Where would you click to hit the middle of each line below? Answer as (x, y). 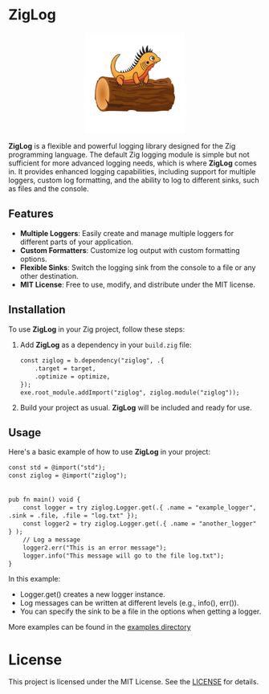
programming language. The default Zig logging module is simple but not (129, 154)
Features (31, 214)
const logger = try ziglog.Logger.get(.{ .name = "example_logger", (140, 508)
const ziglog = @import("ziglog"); (68, 476)
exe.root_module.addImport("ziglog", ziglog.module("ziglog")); (130, 392)
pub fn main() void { (45, 500)
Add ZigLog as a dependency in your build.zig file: (106, 345)
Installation (37, 310)
